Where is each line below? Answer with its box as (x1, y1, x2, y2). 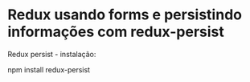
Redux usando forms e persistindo (7, 6, 243, 24)
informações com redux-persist (7, 23, 224, 41)
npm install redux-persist (7, 64, 90, 74)
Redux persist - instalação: (7, 49, 96, 59)
